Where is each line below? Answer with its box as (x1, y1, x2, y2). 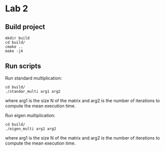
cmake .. (5, 44, 23, 49)
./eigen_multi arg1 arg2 (5, 126, 56, 131)
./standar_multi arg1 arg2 (5, 89, 61, 94)
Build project (5, 23, 45, 31)
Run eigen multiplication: (5, 112, 56, 118)
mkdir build (5, 36, 30, 40)
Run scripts (5, 62, 41, 71)
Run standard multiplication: (5, 75, 62, 81)
